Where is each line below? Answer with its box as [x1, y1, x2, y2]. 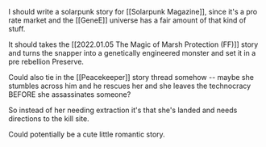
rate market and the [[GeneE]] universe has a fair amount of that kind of [8, 15, 247, 25]
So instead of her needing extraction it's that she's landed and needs [8, 105, 238, 115]
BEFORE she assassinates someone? [8, 90, 131, 99]
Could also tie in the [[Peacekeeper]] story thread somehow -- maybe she [8, 73, 254, 82]
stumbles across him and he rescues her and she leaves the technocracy [8, 81, 251, 90]
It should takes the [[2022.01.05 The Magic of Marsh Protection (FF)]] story [8, 40, 259, 49]
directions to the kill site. [8, 114, 90, 124]
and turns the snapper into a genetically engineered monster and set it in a [8, 48, 256, 57]
